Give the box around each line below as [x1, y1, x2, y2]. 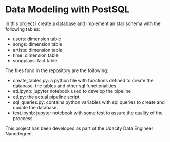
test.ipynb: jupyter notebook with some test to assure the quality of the [12, 110, 163, 116]
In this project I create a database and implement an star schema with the [5, 20, 161, 27]
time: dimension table [12, 52, 59, 58]
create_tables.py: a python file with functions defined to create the [12, 77, 154, 83]
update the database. [12, 104, 58, 110]
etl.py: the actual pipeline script [12, 93, 80, 100]
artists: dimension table [12, 46, 63, 53]
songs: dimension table [12, 41, 63, 47]
